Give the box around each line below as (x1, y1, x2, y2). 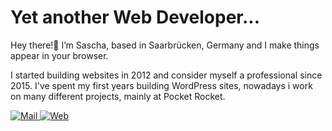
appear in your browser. (10, 49, 109, 61)
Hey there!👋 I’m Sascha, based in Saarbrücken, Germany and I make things (10, 39, 320, 51)
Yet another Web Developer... (10, 6, 261, 29)
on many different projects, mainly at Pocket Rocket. (10, 90, 226, 102)
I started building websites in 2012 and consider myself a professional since (10, 69, 323, 81)
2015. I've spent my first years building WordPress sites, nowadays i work (10, 79, 313, 91)
